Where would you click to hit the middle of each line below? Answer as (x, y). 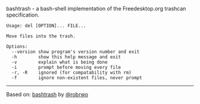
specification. (23, 15)
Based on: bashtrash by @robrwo (47, 94)
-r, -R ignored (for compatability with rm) (72, 73)
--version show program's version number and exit (76, 52)
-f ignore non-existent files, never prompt (77, 78)
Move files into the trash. (41, 36)
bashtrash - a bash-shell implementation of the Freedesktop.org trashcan (96, 9)
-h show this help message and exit (66, 57)
